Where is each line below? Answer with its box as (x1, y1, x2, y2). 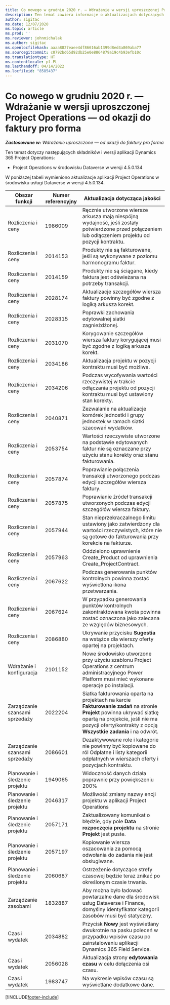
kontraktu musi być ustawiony (82, 390, 153, 397)
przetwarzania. (82, 587, 118, 594)
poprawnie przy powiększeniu (82, 776, 154, 783)
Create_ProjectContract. (82, 560, 140, 567)
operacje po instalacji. (82, 681, 135, 689)
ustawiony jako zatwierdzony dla (82, 520, 160, 527)
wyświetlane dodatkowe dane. (82, 981, 155, 988)
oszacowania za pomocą (82, 845, 142, 852)
